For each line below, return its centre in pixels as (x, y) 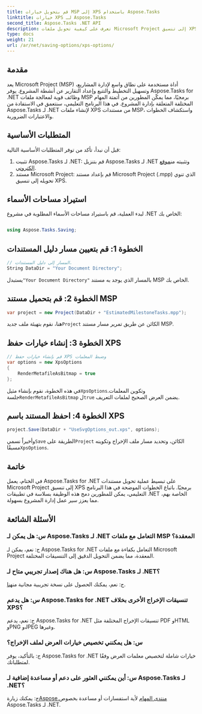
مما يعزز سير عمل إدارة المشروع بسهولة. (53, 500)
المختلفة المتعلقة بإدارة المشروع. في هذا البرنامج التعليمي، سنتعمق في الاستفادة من (100, 103)
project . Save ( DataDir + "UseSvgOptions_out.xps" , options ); (84, 430)
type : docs (20, 34)
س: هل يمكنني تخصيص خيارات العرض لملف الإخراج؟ (75, 642)
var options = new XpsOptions (45, 362)
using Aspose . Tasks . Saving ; (42, 230)
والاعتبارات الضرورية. (30, 116)
